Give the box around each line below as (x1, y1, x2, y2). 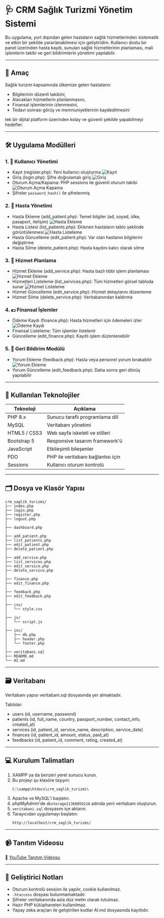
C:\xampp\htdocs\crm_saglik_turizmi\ (12, 787, 89, 792)
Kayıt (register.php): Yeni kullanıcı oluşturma (12, 169, 101, 175)
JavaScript (7, 446, 33, 452)
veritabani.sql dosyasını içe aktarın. (12, 805, 87, 812)
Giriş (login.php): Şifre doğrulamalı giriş (12, 174, 91, 180)
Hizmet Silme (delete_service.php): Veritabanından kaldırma (12, 294, 133, 300)
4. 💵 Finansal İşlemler (5, 306, 58, 313)
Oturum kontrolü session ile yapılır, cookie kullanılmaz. (12, 886, 122, 892)
